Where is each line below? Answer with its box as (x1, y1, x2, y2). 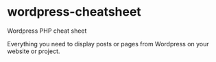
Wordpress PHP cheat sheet (7, 27, 87, 35)
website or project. (7, 47, 60, 55)
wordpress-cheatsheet (7, 4, 142, 20)
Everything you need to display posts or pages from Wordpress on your (7, 40, 209, 48)
